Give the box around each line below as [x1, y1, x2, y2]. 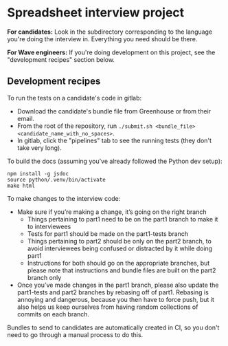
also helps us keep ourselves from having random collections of [16, 303, 198, 311]
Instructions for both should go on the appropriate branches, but [27, 259, 210, 267]
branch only [27, 273, 62, 281]
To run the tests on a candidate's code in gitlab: [7, 94, 142, 102]
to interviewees [27, 222, 71, 230]
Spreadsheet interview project [7, 5, 185, 21]
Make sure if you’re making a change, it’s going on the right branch [16, 208, 207, 216]
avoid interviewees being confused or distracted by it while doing [27, 244, 213, 252]
